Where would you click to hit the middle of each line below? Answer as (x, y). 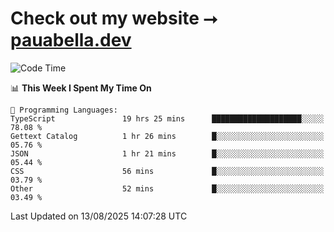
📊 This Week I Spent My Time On (81, 88)
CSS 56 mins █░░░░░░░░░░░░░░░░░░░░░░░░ (167, 171)
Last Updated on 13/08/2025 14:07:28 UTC (99, 216)
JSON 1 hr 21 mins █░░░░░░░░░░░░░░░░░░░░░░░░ (167, 153)
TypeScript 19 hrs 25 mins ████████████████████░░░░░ (167, 118)
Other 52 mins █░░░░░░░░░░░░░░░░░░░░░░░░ (167, 188)
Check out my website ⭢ (114, 18)
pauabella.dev (71, 40)
